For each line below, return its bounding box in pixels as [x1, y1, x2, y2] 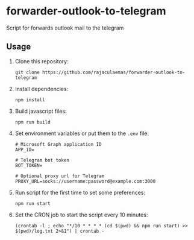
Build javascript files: [14, 107, 67, 115]
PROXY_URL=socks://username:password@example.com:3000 [14, 178, 156, 185]
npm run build [14, 119, 51, 125]
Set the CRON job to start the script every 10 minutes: [14, 211, 148, 218]
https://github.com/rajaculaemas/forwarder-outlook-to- [42, 69, 186, 75]
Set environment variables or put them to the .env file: [14, 130, 149, 137]
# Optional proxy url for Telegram [14, 173, 105, 179]
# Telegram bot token [14, 157, 69, 163]
